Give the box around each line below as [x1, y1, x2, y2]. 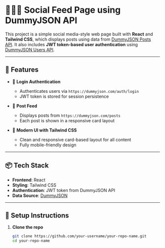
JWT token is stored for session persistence [19, 93, 109, 99]
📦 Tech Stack [5, 162, 49, 170]
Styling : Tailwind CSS [12, 182, 56, 188]
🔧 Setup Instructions [5, 211, 69, 220]
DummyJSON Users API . [5, 47, 55, 53]
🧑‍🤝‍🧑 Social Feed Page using [5, 4, 121, 16]
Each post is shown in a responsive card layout [19, 117, 115, 123]
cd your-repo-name [12, 238, 50, 244]
